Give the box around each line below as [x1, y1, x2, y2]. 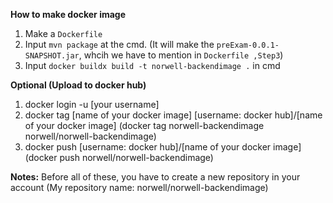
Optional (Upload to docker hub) [10, 79, 147, 91]
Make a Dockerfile [24, 28, 103, 39]
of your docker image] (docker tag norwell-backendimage [24, 120, 265, 131]
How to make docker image [10, 9, 127, 20]
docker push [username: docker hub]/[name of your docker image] [24, 141, 302, 153]
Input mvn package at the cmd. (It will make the [24, 39, 215, 50]
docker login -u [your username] [24, 99, 160, 110]
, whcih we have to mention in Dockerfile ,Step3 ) [78, 49, 284, 61]
